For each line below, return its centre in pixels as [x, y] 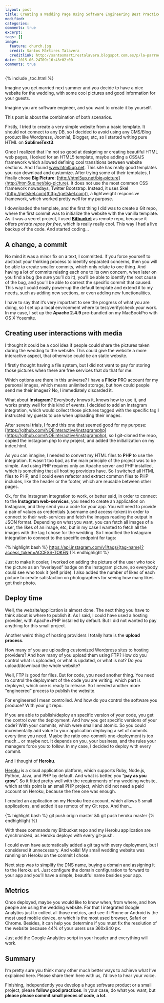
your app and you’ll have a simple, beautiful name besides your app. [74, 875]
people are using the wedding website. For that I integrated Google [72, 907]
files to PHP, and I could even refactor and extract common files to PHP [77, 476]
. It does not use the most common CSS [108, 183]
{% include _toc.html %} [30, 78]
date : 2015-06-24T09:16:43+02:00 [39, 60]
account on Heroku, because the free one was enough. [61, 791]
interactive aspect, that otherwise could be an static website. [66, 356]
